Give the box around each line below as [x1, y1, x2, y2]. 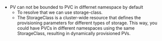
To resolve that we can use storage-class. [17, 9, 103, 15]
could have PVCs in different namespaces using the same [17, 25, 135, 31]
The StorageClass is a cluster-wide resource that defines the [17, 15, 141, 20]
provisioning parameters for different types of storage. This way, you [17, 20, 158, 26]
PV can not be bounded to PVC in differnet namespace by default [9, 4, 143, 10]
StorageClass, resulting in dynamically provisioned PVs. [17, 31, 131, 36]
